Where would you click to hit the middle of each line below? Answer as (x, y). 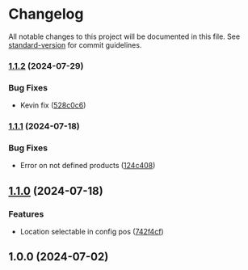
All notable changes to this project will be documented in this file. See (124, 36)
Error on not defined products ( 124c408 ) (88, 166)
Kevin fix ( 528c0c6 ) (53, 105)
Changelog (46, 14)
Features (26, 213)
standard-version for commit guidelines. (75, 44)
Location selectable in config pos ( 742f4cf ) (92, 232)
